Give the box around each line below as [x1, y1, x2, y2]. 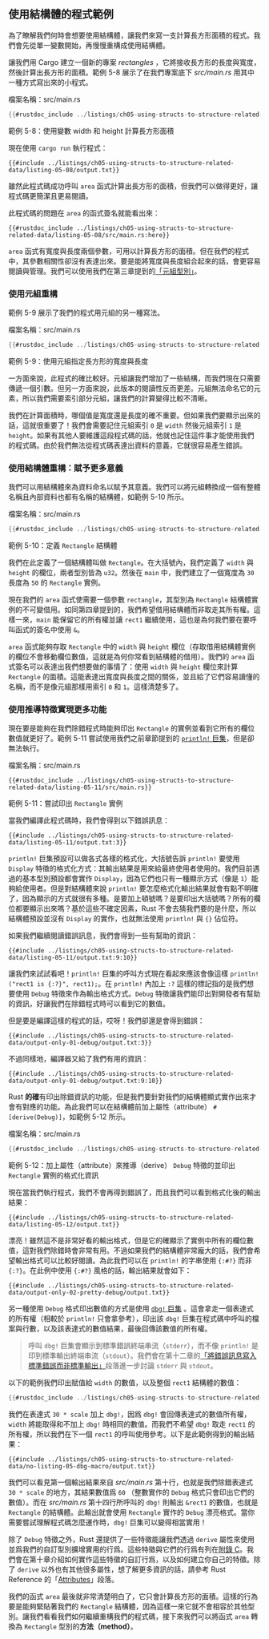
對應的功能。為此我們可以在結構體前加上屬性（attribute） [22, 1102, 212, 1112]
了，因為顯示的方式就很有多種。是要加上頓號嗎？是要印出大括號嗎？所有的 [8, 894, 254, 904]
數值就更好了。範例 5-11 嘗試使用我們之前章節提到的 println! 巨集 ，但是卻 [8, 734, 255, 743]
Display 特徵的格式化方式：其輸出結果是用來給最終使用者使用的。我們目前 [8, 864, 254, 873]
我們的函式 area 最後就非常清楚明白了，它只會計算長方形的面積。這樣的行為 [8, 1592, 259, 1601]
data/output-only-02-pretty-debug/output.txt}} [8, 1289, 171, 1297]
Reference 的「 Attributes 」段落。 [8, 1575, 118, 1585]
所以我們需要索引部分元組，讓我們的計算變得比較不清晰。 [22, 393, 212, 403]
